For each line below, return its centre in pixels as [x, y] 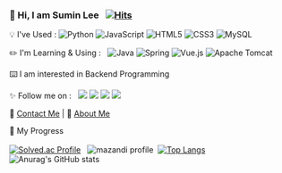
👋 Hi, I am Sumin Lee [54, 15]
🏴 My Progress [37, 131]
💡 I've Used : [33, 35]
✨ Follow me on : [40, 96]
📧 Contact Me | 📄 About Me [60, 114]
